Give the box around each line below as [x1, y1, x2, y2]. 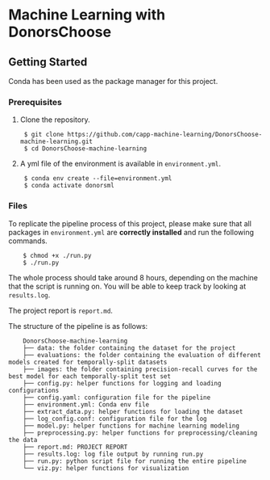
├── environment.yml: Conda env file [23, 400, 150, 409]
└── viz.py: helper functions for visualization [23, 464, 189, 472]
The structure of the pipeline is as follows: [8, 321, 148, 331]
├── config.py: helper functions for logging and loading [23, 379, 222, 387]
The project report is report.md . [8, 305, 113, 315]
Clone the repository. [19, 115, 90, 124]
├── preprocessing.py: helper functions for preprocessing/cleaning [23, 428, 258, 437]
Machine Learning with [8, 6, 166, 24]
